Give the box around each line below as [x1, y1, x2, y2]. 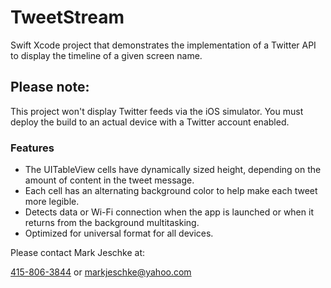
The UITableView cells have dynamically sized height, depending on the [24, 164, 322, 176]
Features [10, 141, 55, 155]
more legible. [24, 196, 80, 208]
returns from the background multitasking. [24, 217, 200, 229]
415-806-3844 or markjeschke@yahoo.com [10, 266, 192, 278]
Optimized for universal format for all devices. [24, 227, 214, 240]
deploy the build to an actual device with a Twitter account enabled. [10, 116, 290, 128]
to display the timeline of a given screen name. [10, 49, 203, 61]
